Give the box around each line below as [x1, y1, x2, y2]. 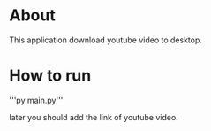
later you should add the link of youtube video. [9, 112, 178, 122]
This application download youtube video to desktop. [9, 35, 203, 45]
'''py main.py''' [9, 95, 64, 105]
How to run [9, 65, 92, 86]
